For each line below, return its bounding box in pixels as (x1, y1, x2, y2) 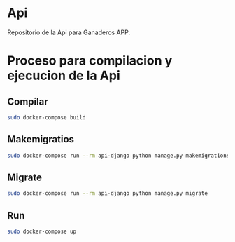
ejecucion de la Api (7, 68, 120, 83)
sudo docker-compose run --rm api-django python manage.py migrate (7, 190, 208, 197)
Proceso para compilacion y (7, 53, 173, 69)
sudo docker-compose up (7, 228, 77, 235)
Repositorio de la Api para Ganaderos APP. (7, 28, 131, 36)
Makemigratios (7, 133, 75, 145)
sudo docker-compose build (7, 114, 86, 121)
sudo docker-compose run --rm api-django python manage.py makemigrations (7, 152, 230, 159)
